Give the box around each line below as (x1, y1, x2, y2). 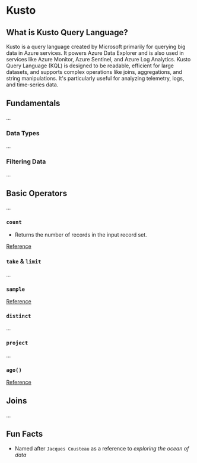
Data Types (6, 129, 40, 137)
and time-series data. (6, 81, 59, 88)
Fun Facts (6, 429, 43, 439)
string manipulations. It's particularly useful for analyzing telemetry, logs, (6, 75, 185, 82)
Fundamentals (6, 98, 61, 108)
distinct (6, 313, 31, 319)
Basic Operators (6, 188, 67, 198)
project (6, 340, 28, 346)
